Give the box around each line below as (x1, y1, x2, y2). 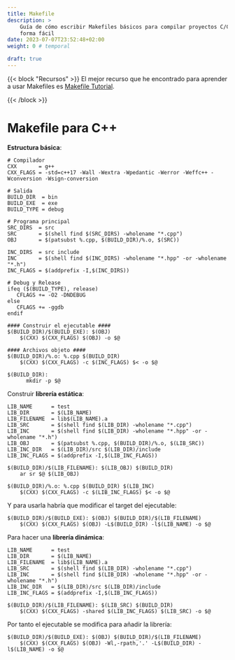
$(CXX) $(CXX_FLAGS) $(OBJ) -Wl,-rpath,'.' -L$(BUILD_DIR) (20, 640, 196, 647)
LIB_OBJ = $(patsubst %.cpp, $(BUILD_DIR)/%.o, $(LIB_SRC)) (7, 440, 205, 447)
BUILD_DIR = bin (7, 193, 58, 200)
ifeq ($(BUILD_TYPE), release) (7, 285, 99, 293)
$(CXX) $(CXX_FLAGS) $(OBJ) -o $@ (20, 334, 120, 342)
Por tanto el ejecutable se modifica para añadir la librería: (7, 620, 172, 629)
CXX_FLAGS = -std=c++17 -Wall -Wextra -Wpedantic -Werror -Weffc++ (7, 169, 208, 176)
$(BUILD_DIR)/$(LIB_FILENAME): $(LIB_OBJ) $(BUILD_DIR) (7, 464, 173, 471)
